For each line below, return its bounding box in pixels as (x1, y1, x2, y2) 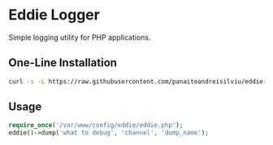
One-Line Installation (8, 56, 118, 70)
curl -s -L (8, 77, 45, 86)
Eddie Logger (8, 6, 100, 24)
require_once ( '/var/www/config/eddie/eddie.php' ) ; (8, 122, 184, 130)
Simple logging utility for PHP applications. (8, 32, 151, 42)
